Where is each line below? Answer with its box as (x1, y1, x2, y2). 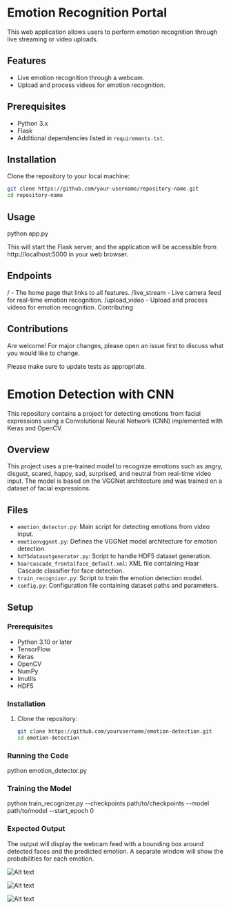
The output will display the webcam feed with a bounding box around (7, 839, 204, 848)
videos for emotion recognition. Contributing (7, 303, 133, 312)
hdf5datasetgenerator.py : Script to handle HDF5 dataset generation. (17, 552, 212, 560)
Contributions (7, 323, 68, 335)
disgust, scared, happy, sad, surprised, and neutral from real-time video (7, 470, 212, 478)
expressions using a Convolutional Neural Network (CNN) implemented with (7, 417, 223, 425)
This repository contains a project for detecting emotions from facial (7, 409, 201, 417)
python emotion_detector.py (7, 767, 88, 775)
